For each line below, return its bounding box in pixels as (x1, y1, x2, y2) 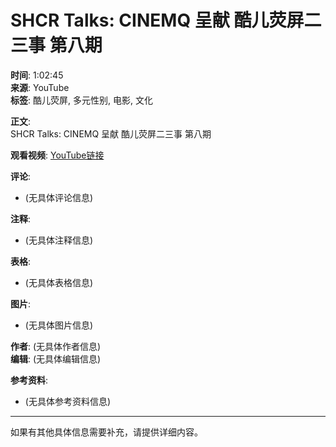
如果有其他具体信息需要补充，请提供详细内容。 (10, 426, 203, 438)
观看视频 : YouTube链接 (10, 149, 105, 161)
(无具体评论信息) (24, 191, 94, 203)
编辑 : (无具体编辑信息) (10, 352, 102, 365)
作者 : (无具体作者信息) (10, 340, 102, 352)
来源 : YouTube (10, 81, 70, 93)
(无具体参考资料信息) (24, 395, 112, 407)
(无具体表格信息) (24, 276, 94, 288)
